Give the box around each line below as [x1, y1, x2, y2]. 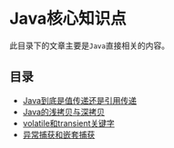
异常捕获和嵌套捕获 [22, 129, 96, 140]
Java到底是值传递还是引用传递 [22, 94, 138, 105]
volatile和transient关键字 [22, 117, 116, 128]
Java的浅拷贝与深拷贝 [22, 106, 106, 117]
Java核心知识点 [9, 8, 127, 29]
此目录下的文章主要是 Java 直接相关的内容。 [9, 40, 170, 51]
